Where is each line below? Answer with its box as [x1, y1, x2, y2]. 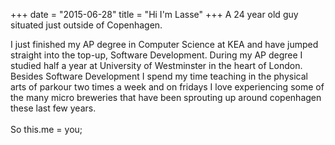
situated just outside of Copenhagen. [10, 19, 163, 31]
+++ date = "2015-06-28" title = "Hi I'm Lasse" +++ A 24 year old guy [10, 9, 299, 20]
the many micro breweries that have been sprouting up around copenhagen [10, 92, 322, 103]
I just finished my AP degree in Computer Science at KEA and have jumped [10, 39, 319, 50]
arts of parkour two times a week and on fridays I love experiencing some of [10, 81, 325, 93]
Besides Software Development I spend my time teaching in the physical [10, 70, 308, 82]
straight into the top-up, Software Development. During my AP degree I [10, 49, 303, 61]
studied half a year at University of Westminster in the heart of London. [10, 60, 303, 71]
